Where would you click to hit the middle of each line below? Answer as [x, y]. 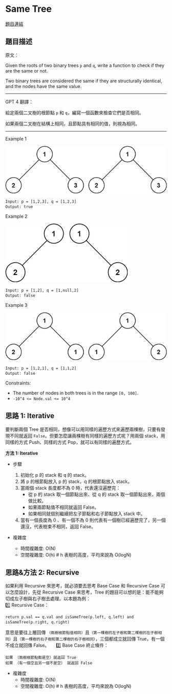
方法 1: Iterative [22, 453]
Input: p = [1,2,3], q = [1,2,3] [41, 202]
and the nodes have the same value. [44, 86]
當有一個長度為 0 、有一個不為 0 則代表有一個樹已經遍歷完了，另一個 [93, 520]
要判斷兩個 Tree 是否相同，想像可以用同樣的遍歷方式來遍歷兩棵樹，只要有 [83, 429]
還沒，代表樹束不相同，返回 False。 [58, 526]
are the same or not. [27, 71]
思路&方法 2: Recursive [42, 572]
